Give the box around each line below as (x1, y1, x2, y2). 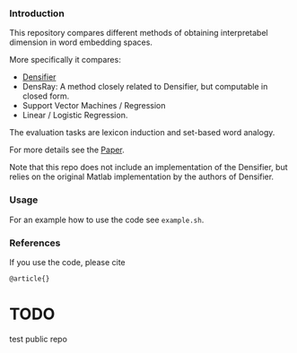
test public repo (9, 333, 67, 344)
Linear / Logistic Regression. (22, 110, 128, 121)
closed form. (22, 90, 70, 101)
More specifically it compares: (9, 55, 121, 65)
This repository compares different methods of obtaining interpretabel (9, 28, 268, 39)
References (9, 237, 61, 249)
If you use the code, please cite (9, 256, 126, 267)
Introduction (9, 7, 65, 20)
